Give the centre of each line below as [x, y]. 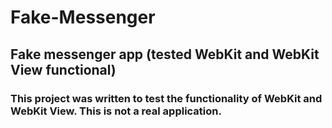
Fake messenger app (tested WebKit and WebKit [165, 54]
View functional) [63, 69]
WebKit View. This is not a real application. [116, 111]
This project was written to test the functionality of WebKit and [166, 98]
